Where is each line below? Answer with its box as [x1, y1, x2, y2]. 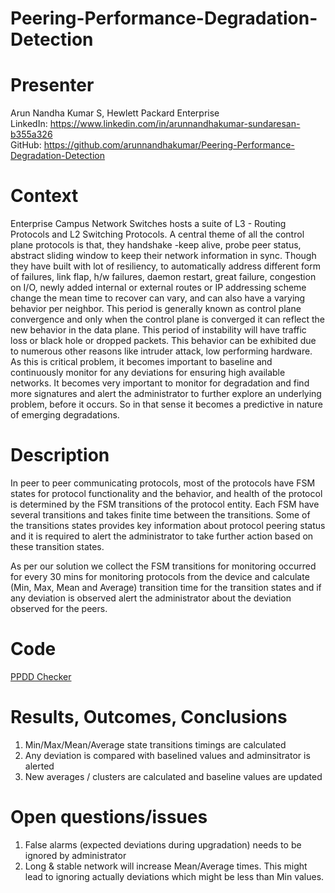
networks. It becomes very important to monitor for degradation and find [10, 377, 310, 389]
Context [10, 185, 79, 207]
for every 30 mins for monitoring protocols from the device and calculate [10, 571, 310, 582]
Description [10, 444, 110, 467]
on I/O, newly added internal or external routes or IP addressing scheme [10, 282, 307, 294]
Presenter [10, 74, 95, 97]
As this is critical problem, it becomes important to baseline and [10, 356, 273, 368]
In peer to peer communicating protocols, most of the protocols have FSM [10, 477, 316, 489]
